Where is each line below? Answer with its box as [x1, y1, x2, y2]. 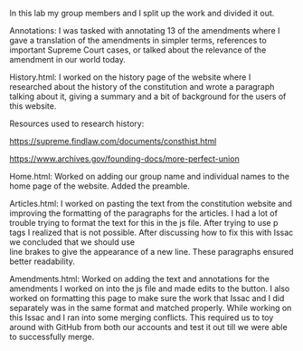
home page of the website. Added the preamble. [9, 180, 190, 191]
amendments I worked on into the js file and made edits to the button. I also [9, 283, 290, 294]
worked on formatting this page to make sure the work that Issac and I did [9, 293, 285, 303]
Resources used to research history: [9, 118, 145, 129]
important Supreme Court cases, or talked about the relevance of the [9, 44, 267, 55]
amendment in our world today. [9, 54, 127, 64]
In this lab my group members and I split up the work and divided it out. [9, 8, 275, 18]
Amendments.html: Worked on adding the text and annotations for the [9, 274, 270, 284]
